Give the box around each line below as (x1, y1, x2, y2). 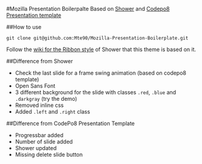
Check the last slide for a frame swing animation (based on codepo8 (15, 69, 187, 77)
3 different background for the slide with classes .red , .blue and (15, 89, 177, 96)
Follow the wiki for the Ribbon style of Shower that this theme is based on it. (6, 46, 197, 53)
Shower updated (15, 145, 57, 151)
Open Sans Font (15, 82, 56, 89)
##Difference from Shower (6, 58, 73, 64)
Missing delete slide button (15, 151, 83, 158)
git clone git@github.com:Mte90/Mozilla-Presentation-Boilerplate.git (6, 35, 189, 41)
